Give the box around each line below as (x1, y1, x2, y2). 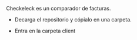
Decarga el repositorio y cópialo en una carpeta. (14, 16, 132, 23)
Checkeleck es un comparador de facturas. (6, 5, 111, 12)
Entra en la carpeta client (14, 27, 76, 34)
